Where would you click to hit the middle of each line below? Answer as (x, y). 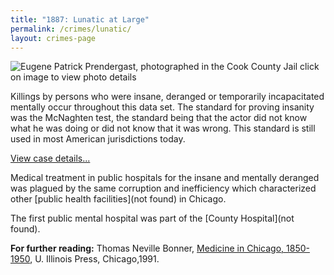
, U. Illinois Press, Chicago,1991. (94, 259)
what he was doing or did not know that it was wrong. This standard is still (163, 128)
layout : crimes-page (53, 38)
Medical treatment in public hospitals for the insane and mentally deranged (165, 178)
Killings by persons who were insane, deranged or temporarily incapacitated (167, 97)
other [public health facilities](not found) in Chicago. (118, 199)
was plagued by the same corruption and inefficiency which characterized (163, 188)
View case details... (50, 158)
